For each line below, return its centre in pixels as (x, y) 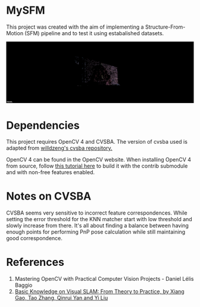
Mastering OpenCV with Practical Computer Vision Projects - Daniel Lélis (104, 279)
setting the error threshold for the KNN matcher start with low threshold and (99, 219)
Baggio (24, 285)
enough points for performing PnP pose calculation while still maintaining (96, 232)
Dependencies (43, 125)
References (35, 262)
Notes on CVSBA (49, 196)
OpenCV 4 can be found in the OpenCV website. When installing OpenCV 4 (99, 160)
